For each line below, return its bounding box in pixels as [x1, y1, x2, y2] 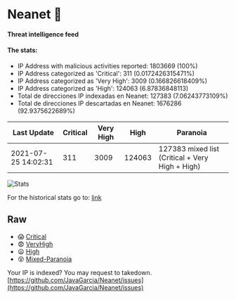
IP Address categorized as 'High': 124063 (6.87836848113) [17, 84, 189, 92]
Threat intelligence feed [7, 30, 79, 38]
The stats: [7, 46, 38, 55]
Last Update [13, 127, 55, 137]
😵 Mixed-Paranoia [17, 255, 72, 263]
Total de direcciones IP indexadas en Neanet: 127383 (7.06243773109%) [17, 91, 228, 100]
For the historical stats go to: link [7, 193, 102, 201]
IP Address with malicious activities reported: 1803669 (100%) [17, 61, 198, 70]
